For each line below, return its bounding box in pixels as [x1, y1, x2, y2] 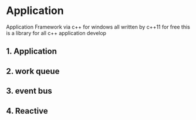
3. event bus [6, 86, 53, 96]
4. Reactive [6, 106, 48, 116]
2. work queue [6, 66, 60, 76]
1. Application [6, 47, 58, 57]
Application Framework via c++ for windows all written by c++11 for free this [6, 23, 191, 30]
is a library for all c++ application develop [6, 29, 107, 36]
